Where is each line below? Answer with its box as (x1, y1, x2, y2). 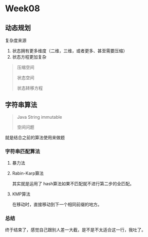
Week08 (5, 3, 40, 14)
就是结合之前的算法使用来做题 (5, 134, 65, 140)
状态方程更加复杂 (12, 54, 47, 60)
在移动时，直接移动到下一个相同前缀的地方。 (12, 201, 102, 208)
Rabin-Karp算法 (12, 171, 44, 176)
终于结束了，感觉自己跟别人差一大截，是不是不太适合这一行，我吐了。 (5, 227, 146, 233)
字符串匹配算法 (5, 148, 40, 154)
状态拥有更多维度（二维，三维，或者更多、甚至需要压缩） (12, 48, 128, 54)
